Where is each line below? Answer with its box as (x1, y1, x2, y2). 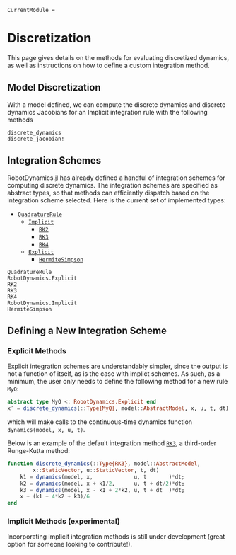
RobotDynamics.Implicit (7, 299, 78, 307)
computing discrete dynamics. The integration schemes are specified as (7, 181, 218, 189)
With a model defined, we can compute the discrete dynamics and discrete (7, 100, 226, 109)
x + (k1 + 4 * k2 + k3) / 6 (20, 493, 90, 500)
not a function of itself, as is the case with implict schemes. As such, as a (7, 370, 220, 378)
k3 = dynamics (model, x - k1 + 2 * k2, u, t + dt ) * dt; (20, 486, 185, 493)
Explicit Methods (7, 345, 67, 355)
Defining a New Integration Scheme (7, 324, 167, 336)
